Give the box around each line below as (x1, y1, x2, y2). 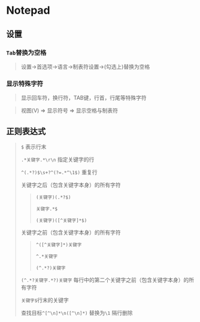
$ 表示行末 (20, 143, 47, 150)
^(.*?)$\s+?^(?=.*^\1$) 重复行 (20, 168, 98, 175)
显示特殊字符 (6, 79, 44, 87)
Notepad (6, 4, 51, 17)
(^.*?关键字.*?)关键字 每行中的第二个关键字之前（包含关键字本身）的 (20, 276, 189, 283)
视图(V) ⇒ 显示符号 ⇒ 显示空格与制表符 (20, 107, 119, 114)
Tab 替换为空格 (6, 48, 47, 57)
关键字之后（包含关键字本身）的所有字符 (20, 181, 121, 189)
